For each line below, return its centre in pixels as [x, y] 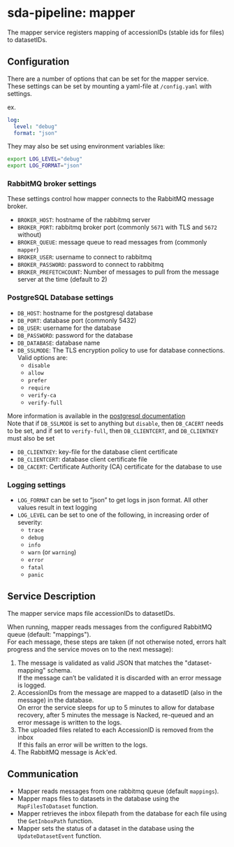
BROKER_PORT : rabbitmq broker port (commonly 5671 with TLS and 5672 [117, 227]
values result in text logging [57, 508]
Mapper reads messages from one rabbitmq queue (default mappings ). [118, 791]
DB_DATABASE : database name [59, 343]
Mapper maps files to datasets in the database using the [98, 798]
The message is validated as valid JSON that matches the [100, 663]
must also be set [31, 438]
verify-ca [42, 395]
